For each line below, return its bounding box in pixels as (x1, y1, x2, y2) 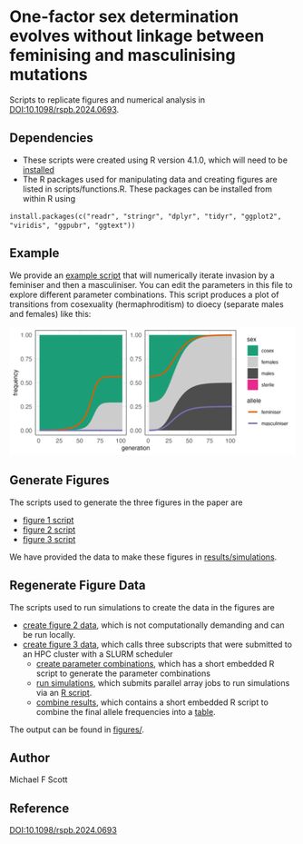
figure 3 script (22, 533, 76, 544)
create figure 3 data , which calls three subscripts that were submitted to (22, 639, 293, 650)
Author (9, 750, 50, 765)
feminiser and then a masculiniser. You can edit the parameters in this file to (9, 279, 293, 290)
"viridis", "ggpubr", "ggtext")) (9, 221, 136, 230)
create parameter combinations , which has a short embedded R (35, 658, 275, 669)
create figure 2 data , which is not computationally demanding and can (22, 620, 285, 631)
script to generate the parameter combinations (35, 668, 211, 679)
